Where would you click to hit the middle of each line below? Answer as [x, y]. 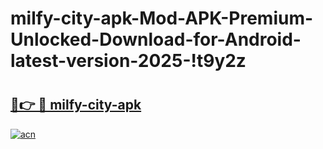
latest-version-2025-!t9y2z [128, 61]
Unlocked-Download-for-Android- [156, 39]
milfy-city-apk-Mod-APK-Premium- [162, 18]
